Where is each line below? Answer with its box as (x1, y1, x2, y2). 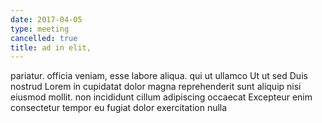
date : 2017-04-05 (10, 14, 83, 25)
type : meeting (10, 24, 70, 34)
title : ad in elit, (10, 42, 92, 53)
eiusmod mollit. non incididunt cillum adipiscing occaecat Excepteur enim (10, 91, 313, 103)
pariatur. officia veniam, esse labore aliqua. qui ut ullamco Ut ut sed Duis (10, 70, 308, 82)
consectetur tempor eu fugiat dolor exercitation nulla (10, 102, 228, 114)
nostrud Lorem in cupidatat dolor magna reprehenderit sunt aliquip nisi (10, 81, 302, 93)
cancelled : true (10, 33, 78, 43)
